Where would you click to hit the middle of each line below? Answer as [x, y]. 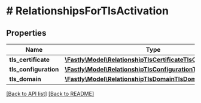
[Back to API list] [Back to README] [50, 94]
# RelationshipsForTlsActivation [88, 11]
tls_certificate [29, 60]
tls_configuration [34, 69]
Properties [26, 33]
